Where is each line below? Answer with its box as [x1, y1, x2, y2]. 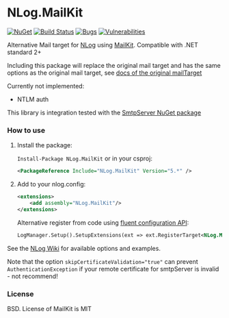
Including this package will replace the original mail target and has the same [7, 61, 221, 69]
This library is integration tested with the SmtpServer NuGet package [7, 108, 202, 117]
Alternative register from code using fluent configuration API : [16, 218, 189, 227]
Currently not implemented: [7, 82, 85, 90]
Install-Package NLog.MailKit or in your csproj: [16, 154, 152, 162]
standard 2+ [7, 48, 42, 56]
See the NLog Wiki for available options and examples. [7, 244, 161, 252]
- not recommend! [7, 272, 58, 280]
